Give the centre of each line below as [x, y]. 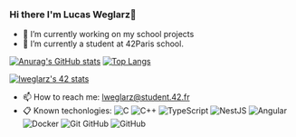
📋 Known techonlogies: [67, 111]
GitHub [96, 124]
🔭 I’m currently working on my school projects [108, 34]
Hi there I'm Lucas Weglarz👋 [73, 15]
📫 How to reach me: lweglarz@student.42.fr [106, 97]
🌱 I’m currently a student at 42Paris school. [103, 44]
